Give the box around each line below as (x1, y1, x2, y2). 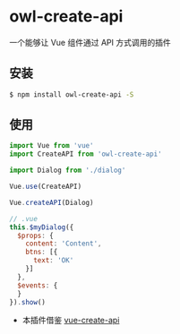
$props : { (17, 231, 54, 240)
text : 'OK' (32, 256, 74, 265)
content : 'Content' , (25, 239, 102, 248)
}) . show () (9, 297, 47, 306)
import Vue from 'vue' (9, 141, 94, 150)
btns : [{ (25, 248, 58, 257)
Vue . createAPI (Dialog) (9, 198, 94, 207)
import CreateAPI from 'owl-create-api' (9, 150, 163, 158)
